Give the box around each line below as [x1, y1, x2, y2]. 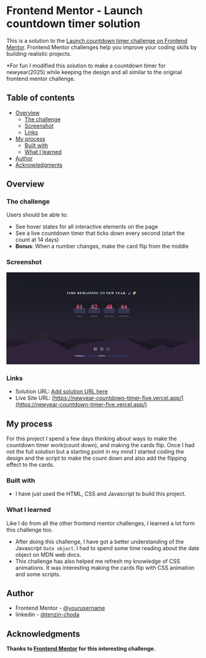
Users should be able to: [6, 211, 69, 218]
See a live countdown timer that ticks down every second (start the [15, 229, 185, 237]
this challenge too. [6, 526, 53, 534]
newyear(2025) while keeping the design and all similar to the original [6, 68, 182, 75]
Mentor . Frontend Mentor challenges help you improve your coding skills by [6, 44, 197, 51]
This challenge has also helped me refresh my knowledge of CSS [15, 557, 180, 565]
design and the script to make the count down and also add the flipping [6, 454, 187, 462]
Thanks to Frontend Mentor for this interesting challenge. [6, 645, 156, 652]
